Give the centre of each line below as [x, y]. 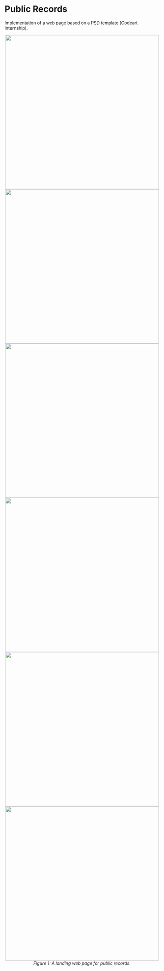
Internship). [16, 28]
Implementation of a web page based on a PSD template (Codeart [71, 23]
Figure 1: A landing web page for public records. [82, 963]
